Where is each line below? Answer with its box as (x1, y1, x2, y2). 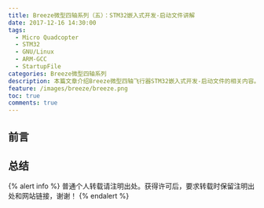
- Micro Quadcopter (15, 33, 79, 42)
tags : (8, 26, 26, 34)
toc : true (8, 92, 41, 100)
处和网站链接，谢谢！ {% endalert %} (8, 192, 130, 201)
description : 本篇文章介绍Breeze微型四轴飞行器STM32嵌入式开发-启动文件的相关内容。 (8, 77, 260, 85)
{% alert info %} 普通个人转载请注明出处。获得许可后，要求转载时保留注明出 (8, 181, 255, 191)
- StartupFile (15, 63, 61, 71)
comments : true (8, 99, 58, 107)
